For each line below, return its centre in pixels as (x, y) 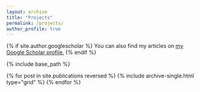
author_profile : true (34, 29)
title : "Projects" (29, 18)
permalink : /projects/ (35, 23)
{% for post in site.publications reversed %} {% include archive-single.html (100, 76)
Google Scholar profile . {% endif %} (51, 53)
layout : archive (27, 12)
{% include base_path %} (38, 64)
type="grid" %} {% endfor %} (43, 82)
